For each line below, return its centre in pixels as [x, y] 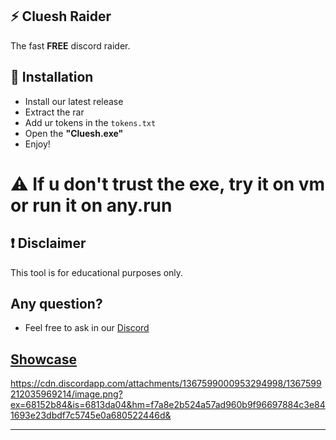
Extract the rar [54, 112]
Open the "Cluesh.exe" [74, 133]
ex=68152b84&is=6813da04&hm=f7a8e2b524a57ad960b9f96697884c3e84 [168, 405]
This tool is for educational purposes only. [97, 272]
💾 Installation [52, 77]
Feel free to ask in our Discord [87, 328]
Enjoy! [37, 144]
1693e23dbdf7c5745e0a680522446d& [91, 415]
